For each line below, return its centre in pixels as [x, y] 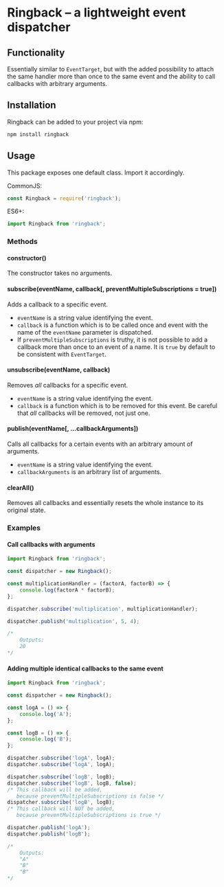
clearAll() [21, 487]
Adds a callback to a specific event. [58, 304]
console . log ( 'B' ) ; [46, 739]
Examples [24, 528]
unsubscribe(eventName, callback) [59, 370]
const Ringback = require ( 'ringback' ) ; [64, 198]
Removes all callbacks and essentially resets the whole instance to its [105, 503]
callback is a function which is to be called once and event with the [112, 325]
